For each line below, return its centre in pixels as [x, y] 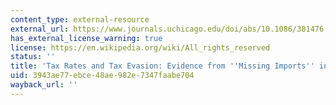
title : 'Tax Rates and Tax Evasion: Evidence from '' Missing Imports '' [162, 66]
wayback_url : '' [44, 85]
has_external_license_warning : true [86, 38]
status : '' [33, 57]
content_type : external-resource [80, 19]
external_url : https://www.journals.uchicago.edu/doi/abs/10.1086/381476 [167, 29]
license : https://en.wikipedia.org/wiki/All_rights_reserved [140, 47]
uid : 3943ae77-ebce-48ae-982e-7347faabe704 [102, 76]
